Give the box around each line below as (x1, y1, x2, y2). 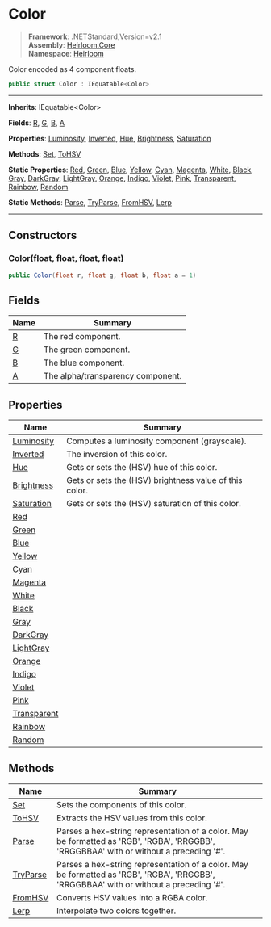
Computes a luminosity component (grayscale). (66, 435, 247, 447)
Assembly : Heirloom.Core (27, 40, 115, 49)
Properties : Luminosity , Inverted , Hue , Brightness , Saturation (8, 133, 211, 143)
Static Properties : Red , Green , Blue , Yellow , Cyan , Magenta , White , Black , (8, 165, 254, 174)
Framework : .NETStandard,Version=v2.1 (27, 31, 162, 41)
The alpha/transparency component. (43, 371, 182, 382)
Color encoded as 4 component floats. (8, 64, 137, 73)
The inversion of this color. (66, 449, 168, 459)
